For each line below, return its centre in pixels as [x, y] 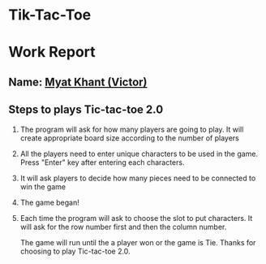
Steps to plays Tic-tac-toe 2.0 [86, 110]
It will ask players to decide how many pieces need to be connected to [138, 178]
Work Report [52, 52]
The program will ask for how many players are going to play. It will [132, 129]
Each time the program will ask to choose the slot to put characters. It [136, 218]
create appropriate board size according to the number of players [129, 138]
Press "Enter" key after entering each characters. [102, 162]
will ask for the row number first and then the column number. [123, 227]
